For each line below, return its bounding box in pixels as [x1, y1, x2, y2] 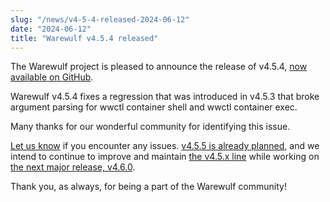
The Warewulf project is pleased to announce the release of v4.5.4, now [10, 61, 308, 73]
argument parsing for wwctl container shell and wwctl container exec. [10, 101, 298, 113]
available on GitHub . [10, 71, 94, 83]
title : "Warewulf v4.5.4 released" [10, 33, 159, 43]
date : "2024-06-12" [10, 24, 92, 34]
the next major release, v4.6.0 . [10, 161, 136, 173]
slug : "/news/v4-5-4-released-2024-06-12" [10, 14, 190, 25]
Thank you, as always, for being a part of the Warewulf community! [10, 181, 287, 193]
